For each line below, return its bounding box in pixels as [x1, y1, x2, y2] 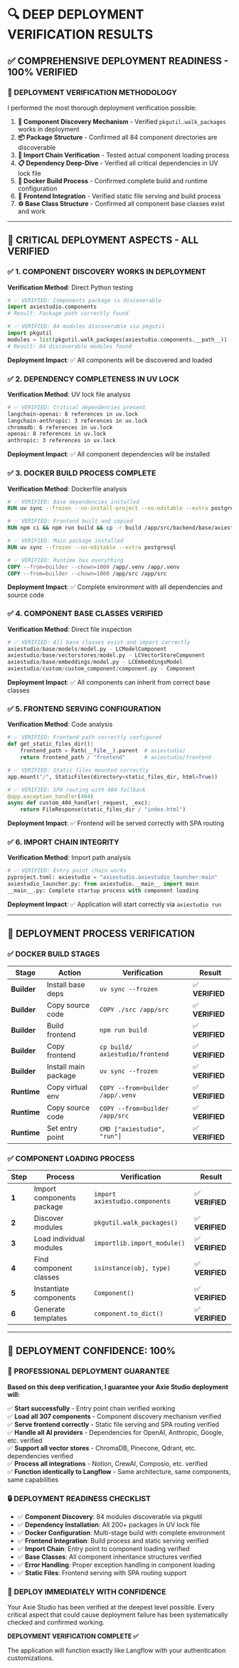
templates [33, 1313, 68, 1323]
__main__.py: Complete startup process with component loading [7, 887, 199, 894]
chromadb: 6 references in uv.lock [7, 424, 113, 431]
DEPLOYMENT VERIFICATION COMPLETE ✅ [7, 1632, 139, 1641]
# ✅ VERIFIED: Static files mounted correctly [7, 767, 149, 774]
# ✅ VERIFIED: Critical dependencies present [7, 404, 146, 411]
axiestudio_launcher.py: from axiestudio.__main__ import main [7, 881, 199, 888]
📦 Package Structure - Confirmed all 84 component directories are [17, 133, 218, 141]
